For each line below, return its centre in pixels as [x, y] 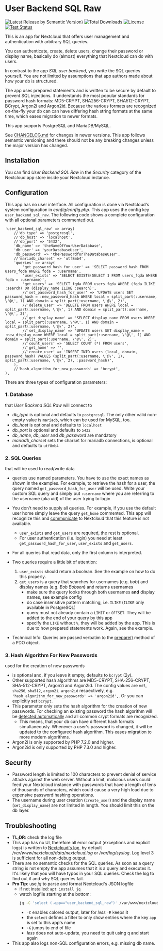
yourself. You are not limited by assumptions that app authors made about [79, 76]
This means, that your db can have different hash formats [77, 721]
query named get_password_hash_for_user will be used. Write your [78, 489]
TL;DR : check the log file [37, 837]
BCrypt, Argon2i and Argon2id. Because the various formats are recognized [81, 106]
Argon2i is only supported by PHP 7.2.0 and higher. [63, 742]
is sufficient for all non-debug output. [49, 858]
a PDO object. [26, 643]
